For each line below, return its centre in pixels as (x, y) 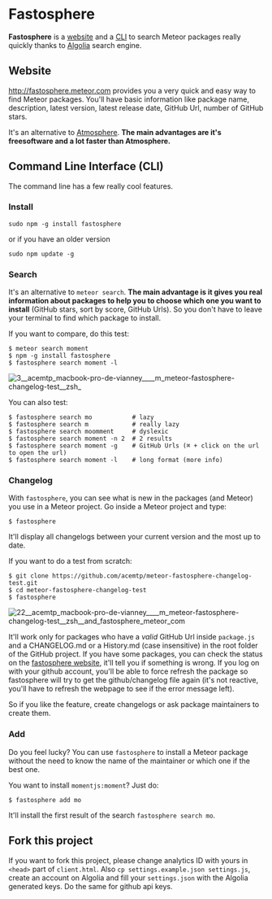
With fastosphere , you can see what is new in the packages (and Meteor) (131, 498)
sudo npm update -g (41, 254)
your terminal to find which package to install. (85, 318)
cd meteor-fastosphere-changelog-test (82, 591)
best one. (24, 769)
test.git (23, 583)
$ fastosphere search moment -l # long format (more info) (116, 460)
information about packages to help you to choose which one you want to (135, 301)
